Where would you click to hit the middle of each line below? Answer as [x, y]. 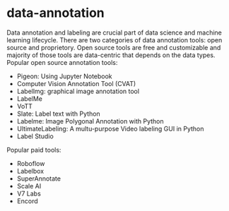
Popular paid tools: [34, 150]
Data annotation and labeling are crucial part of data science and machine [114, 32]
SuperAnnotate [39, 179]
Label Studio [35, 136]
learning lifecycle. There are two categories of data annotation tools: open [114, 40]
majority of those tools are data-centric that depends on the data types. [111, 55]
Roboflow [31, 163]
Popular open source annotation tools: [62, 62]
